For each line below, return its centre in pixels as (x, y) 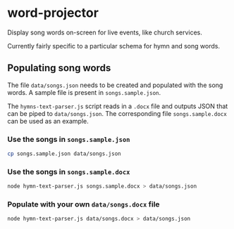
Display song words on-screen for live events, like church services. (105, 32)
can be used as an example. (48, 121)
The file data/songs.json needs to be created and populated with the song (115, 85)
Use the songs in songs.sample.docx (69, 171)
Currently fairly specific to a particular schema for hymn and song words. (114, 46)
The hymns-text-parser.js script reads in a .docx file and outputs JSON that (118, 106)
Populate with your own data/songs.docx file (84, 204)
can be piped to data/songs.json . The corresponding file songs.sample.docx (117, 113)
